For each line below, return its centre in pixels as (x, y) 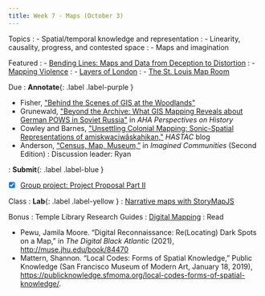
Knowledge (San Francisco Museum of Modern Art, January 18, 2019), (136, 266)
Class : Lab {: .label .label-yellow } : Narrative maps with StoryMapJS (121, 201)
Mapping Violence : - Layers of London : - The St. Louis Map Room (119, 71)
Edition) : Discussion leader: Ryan (75, 154)
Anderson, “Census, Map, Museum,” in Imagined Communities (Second (138, 145)
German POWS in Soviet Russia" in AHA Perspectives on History (126, 119)
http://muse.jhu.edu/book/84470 (74, 249)
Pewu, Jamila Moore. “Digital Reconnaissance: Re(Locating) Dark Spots (138, 232)
